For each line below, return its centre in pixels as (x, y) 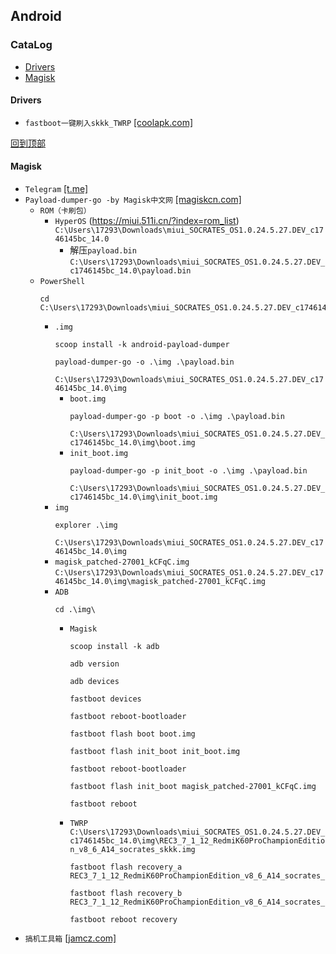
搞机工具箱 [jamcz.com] (70, 938)
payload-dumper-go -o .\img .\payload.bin (144, 362)
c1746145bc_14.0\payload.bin (130, 271)
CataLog (31, 45)
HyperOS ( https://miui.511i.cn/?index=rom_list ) (147, 221)
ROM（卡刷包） (65, 211)
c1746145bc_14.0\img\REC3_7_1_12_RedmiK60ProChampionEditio (197, 841)
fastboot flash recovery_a (126, 867)
